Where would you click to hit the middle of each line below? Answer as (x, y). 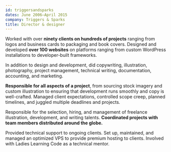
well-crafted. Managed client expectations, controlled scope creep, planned (85, 97)
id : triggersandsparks (29, 10)
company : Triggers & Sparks (35, 19)
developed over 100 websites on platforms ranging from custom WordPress (86, 50)
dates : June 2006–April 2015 (36, 15)
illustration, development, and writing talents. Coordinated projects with (82, 118)
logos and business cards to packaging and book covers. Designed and (81, 45)
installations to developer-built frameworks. (51, 55)
